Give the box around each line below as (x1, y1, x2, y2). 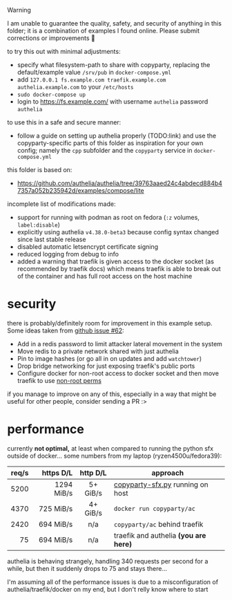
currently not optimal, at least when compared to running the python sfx (7, 444, 214, 452)
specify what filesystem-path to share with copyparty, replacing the (17, 61, 211, 68)
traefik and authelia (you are (113, 530, 206, 540)
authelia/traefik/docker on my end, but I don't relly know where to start (7, 585, 209, 593)
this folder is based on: (7, 166, 72, 174)
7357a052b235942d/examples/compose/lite (17, 187, 144, 194)
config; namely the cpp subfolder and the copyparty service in (17, 147, 193, 154)
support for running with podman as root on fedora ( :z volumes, (17, 214, 200, 221)
